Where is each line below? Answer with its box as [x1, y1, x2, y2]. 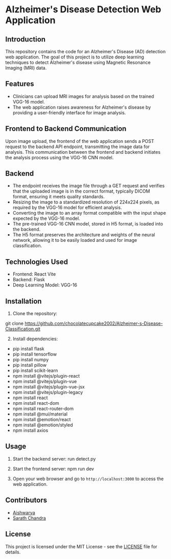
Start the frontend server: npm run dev [12, 465, 94, 472]
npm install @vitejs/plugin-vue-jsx [12, 384, 85, 390]
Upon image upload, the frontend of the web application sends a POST [5, 138, 155, 144]
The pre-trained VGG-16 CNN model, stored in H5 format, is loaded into [12, 221, 163, 227]
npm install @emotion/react [12, 417, 71, 423]
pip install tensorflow [12, 351, 57, 357]
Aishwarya [12, 509, 36, 515]
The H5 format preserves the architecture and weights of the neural [12, 232, 155, 238]
